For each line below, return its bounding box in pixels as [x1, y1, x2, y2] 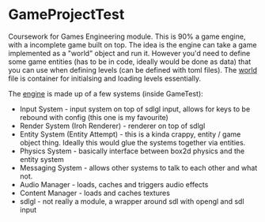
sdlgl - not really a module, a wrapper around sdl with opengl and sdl [19, 196, 244, 206]
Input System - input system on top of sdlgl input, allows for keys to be [19, 104, 251, 114]
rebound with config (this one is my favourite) [19, 112, 168, 122]
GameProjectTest [8, 6, 125, 24]
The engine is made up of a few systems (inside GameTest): [8, 88, 203, 98]
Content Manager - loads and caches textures [19, 188, 170, 198]
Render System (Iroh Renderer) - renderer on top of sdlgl [19, 121, 206, 130]
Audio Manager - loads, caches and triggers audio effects [19, 179, 209, 189]
